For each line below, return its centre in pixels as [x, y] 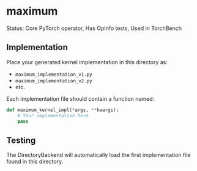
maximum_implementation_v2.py [54, 81]
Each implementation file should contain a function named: [80, 98]
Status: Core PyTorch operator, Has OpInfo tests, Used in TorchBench [94, 28]
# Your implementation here [53, 115]
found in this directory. [35, 162]
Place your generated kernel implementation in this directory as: [87, 62]
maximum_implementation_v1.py [54, 75]
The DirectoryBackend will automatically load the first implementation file [98, 155]
